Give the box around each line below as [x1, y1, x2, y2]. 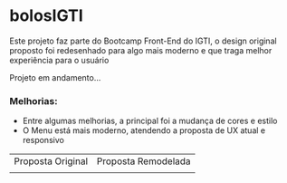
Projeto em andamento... [9, 72, 101, 82]
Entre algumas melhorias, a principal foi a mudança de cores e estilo [22, 115, 278, 127]
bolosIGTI [9, 5, 83, 26]
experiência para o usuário [9, 54, 110, 65]
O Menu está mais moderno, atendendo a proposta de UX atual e [22, 125, 265, 136]
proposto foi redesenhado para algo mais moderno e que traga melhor [9, 44, 273, 55]
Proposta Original [14, 155, 89, 168]
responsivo [22, 135, 65, 146]
